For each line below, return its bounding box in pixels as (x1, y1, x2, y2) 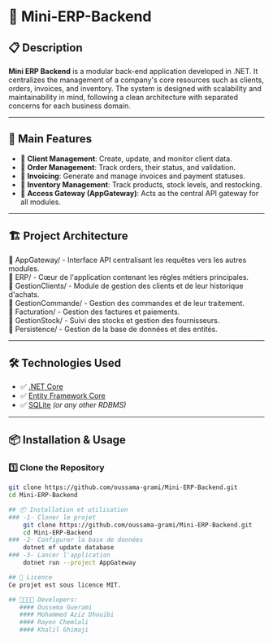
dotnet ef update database (23, 544, 115, 552)
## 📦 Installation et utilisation (8, 505, 128, 513)
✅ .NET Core (19, 382, 63, 391)
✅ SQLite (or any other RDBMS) (19, 400, 127, 410)
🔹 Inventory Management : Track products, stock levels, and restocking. (19, 179, 262, 190)
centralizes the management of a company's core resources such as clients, (8, 75, 264, 85)
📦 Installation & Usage (8, 433, 126, 447)
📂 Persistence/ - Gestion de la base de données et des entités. (8, 324, 218, 334)
